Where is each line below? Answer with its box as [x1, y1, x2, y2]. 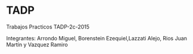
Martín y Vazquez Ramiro [6, 41, 68, 48]
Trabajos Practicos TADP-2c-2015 [6, 23, 90, 30]
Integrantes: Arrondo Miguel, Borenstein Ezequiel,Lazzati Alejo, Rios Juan [6, 34, 187, 42]
